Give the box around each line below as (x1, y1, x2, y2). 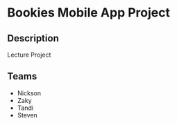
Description (7, 32, 59, 44)
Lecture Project (7, 50, 51, 59)
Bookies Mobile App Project (7, 5, 170, 21)
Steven (17, 110, 38, 119)
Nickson (17, 88, 42, 97)
